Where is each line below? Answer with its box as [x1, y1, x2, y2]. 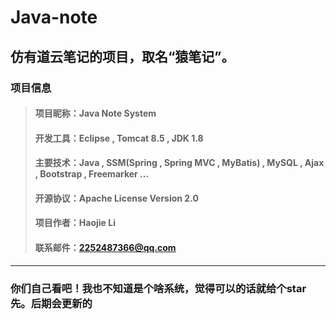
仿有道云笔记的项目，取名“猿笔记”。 [10, 48, 235, 65]
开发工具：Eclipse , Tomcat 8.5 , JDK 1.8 [34, 132, 204, 144]
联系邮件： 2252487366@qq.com [34, 242, 177, 254]
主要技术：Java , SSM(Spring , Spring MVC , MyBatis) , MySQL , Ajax [34, 157, 325, 169]
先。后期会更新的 [10, 296, 93, 310]
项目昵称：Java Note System [34, 107, 157, 120]
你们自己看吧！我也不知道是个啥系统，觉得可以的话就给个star [10, 281, 307, 295]
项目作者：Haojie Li [34, 217, 116, 229]
